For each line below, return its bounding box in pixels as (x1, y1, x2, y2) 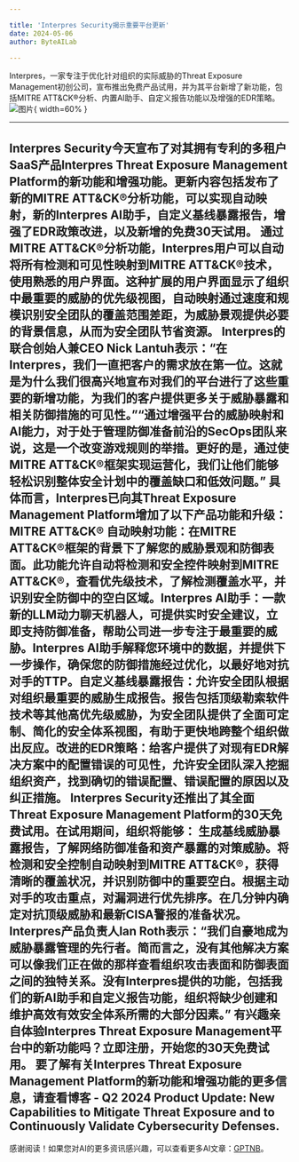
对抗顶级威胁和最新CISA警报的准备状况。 (20, 907, 248, 922)
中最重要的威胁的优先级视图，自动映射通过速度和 (9, 290, 278, 306)
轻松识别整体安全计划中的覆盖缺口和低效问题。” (9, 474, 266, 489)
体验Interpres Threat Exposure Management (20, 1023, 271, 1039)
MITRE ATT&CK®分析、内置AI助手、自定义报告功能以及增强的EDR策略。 (16, 92, 280, 103)
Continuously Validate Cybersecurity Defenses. (9, 1118, 280, 1134)
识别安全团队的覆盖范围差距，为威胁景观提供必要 (20, 307, 289, 322)
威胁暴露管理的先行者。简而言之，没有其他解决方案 (9, 940, 289, 955)
